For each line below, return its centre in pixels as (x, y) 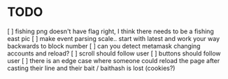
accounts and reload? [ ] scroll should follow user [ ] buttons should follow (114, 53)
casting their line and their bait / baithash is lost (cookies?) (91, 68)
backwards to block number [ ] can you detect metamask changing (104, 46)
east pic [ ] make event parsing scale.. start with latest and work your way (114, 38)
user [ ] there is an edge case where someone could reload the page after (114, 60)
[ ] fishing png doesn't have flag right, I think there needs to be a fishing (111, 31)
